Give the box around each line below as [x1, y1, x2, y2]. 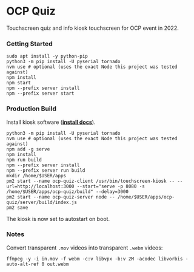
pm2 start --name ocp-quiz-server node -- [6, 194, 115, 200]
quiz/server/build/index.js [6, 199, 78, 205]
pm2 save [6, 205, 28, 211]
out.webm [47, 261, 69, 267]
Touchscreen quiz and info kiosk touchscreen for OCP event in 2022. [6, 24, 179, 32]
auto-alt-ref [6, 261, 39, 267]
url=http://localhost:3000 [6, 183, 75, 189]
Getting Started [6, 39, 53, 48]
